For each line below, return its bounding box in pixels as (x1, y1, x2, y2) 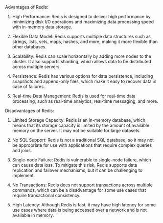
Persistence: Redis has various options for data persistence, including (12, 73, 153, 79)
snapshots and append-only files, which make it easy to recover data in (12, 78, 157, 84)
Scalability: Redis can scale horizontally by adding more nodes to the (12, 53, 152, 59)
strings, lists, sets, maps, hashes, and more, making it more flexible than (12, 39, 158, 45)
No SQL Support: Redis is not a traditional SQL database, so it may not (12, 137, 154, 143)
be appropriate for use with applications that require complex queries (12, 142, 152, 148)
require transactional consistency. (12, 193, 81, 198)
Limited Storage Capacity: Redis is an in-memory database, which (12, 117, 146, 123)
